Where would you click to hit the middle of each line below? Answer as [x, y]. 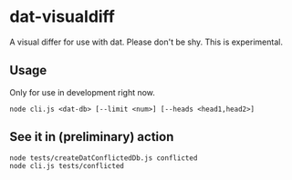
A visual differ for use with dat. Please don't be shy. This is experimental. [146, 42]
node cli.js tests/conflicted [67, 165]
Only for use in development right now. [82, 92]
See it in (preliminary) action [92, 137]
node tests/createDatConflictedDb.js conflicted [104, 158]
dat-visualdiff [63, 17]
